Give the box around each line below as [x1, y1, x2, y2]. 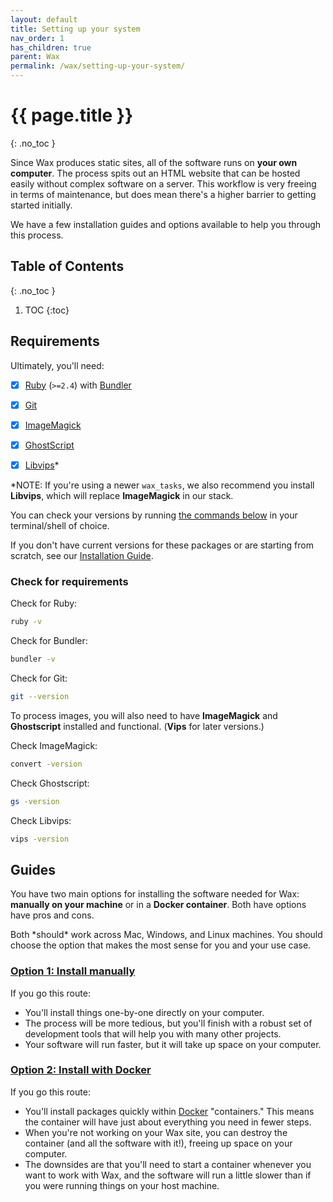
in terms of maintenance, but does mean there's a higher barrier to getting [10, 188, 317, 200]
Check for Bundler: [10, 635, 88, 647]
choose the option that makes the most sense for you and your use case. [10, 939, 312, 951]
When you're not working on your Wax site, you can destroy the [24, 1126, 288, 1138]
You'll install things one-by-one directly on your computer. [24, 1006, 265, 1018]
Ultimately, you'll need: [10, 359, 105, 371]
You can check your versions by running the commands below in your [10, 509, 298, 521]
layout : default [10, 14, 78, 25]
